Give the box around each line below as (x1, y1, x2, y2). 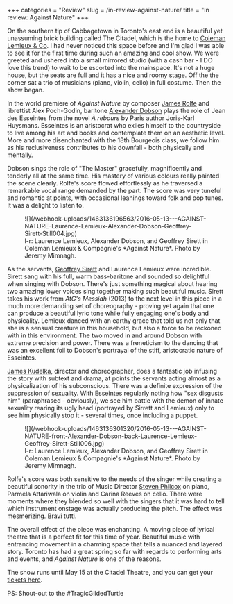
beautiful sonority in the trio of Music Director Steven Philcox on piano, (7, 483, 209, 490)
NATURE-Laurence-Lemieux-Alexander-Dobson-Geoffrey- (24, 222, 192, 230)
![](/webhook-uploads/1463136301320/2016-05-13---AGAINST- (24, 425, 207, 433)
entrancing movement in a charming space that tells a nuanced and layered (7, 540, 223, 548)
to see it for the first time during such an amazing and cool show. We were (7, 49, 220, 57)
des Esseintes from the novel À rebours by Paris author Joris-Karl (7, 114, 195, 122)
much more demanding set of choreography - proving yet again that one (7, 302, 214, 310)
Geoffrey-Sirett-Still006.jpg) (24, 439, 105, 447)
